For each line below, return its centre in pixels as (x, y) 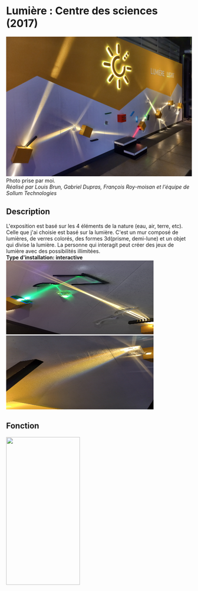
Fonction (23, 426)
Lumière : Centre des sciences (82, 11)
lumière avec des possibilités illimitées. (53, 251)
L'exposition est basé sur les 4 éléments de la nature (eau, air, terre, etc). (95, 226)
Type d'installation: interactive (44, 257)
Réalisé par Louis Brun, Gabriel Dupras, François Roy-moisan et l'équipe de (98, 187)
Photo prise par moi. (31, 180)
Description (28, 212)
